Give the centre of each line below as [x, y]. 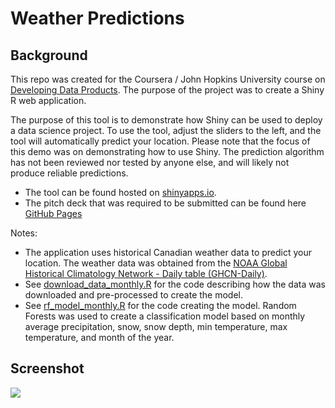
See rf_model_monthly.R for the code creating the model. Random [160, 305]
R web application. [48, 100]
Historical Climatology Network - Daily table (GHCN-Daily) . [146, 273]
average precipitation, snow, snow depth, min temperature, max [156, 326]
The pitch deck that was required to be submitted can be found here [165, 203]
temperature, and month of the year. [99, 337]
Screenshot [47, 368]
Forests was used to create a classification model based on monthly [165, 316]
